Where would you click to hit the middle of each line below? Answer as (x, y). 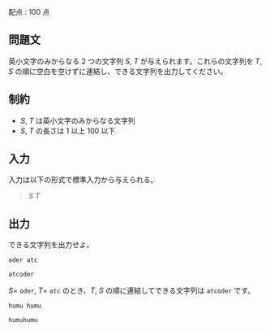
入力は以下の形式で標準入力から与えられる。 (83, 180)
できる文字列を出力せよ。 (51, 245)
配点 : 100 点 (29, 12)
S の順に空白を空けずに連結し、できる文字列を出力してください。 (118, 71)
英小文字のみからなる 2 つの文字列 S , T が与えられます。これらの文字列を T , (135, 61)
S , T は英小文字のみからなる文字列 (77, 120)
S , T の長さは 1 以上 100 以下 (68, 131)
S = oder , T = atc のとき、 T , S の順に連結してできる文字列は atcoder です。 (132, 290)
